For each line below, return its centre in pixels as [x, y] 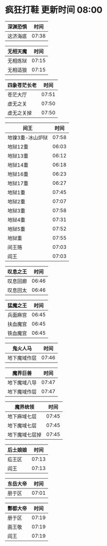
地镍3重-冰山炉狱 [28, 137]
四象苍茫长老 [22, 85]
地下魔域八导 [22, 382]
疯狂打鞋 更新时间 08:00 [54, 10]
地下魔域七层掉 [25, 434]
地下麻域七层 [22, 416]
